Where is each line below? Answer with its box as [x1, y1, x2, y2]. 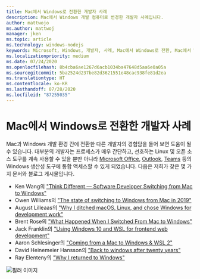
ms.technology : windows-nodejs [6, 42, 84, 48]
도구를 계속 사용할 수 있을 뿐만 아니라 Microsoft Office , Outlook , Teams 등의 [12, 155, 192, 162]
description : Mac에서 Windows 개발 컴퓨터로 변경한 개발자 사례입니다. [6, 14, 164, 20]
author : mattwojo [6, 20, 49, 26]
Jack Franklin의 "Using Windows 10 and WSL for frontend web [14, 225, 168, 232]
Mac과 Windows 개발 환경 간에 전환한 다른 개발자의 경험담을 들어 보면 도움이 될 [6, 140, 192, 147]
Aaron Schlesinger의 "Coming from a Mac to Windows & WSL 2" [14, 239, 173, 246]
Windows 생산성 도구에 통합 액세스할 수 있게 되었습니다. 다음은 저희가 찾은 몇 [6, 162, 186, 170]
